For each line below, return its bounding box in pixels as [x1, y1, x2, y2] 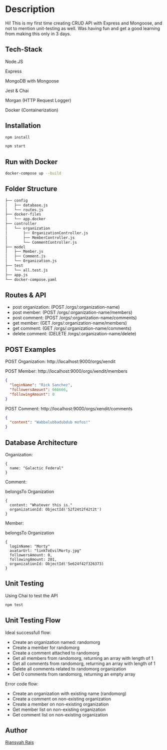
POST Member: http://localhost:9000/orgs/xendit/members [5, 368, 127, 374]
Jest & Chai [5, 88, 29, 94]
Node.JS [5, 59, 23, 65]
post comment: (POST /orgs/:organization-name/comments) [12, 315, 137, 321]
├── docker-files [5, 212, 41, 217]
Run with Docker [5, 158, 58, 166]
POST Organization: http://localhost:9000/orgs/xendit [5, 359, 116, 365]
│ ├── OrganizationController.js [5, 230, 88, 236]
